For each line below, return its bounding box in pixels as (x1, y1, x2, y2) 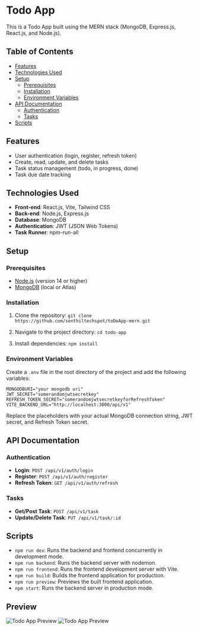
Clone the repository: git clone (14, 312, 92, 319)
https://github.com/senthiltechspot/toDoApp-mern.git (14, 318, 150, 324)
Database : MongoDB (14, 216, 67, 223)
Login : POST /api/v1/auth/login (14, 466, 94, 474)
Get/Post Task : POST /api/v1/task (14, 507, 99, 514)
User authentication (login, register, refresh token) (14, 152, 137, 159)
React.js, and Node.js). (6, 29, 62, 36)
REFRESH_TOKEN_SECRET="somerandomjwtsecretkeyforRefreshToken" (6, 396, 166, 402)
